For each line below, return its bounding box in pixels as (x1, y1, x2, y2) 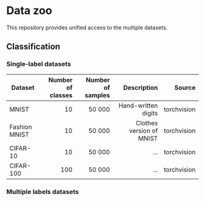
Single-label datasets (6, 60, 71, 68)
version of (129, 126, 158, 135)
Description (123, 83, 158, 92)
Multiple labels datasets (6, 187, 79, 196)
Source (174, 83, 196, 92)
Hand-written (118, 101, 158, 110)
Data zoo (6, 4, 52, 18)
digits (142, 109, 158, 117)
